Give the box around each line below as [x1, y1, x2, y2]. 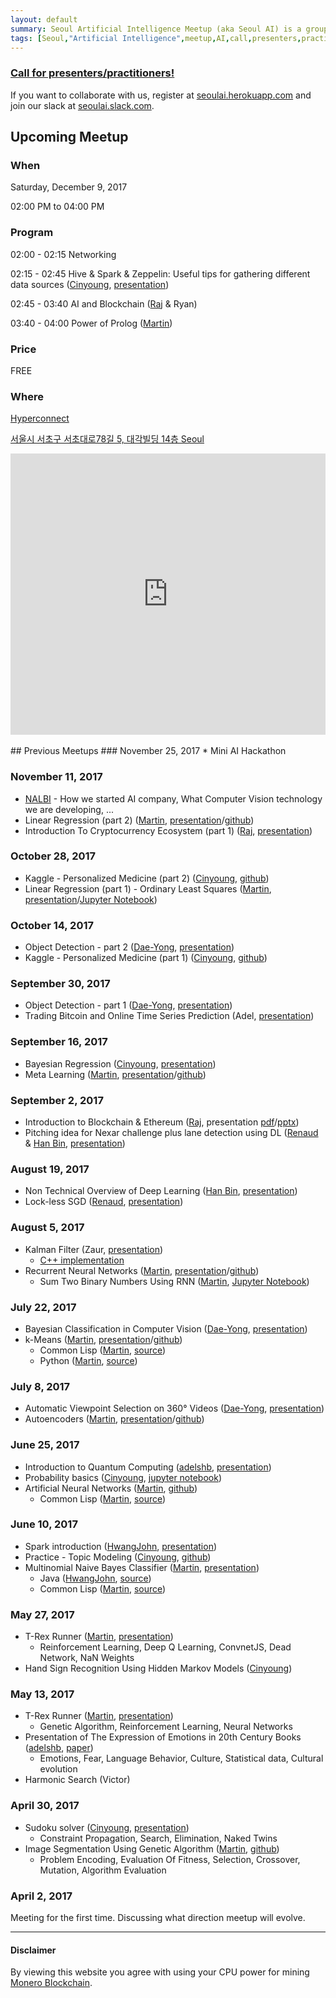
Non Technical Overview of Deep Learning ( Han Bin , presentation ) [24, 1185, 298, 1197]
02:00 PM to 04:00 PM [10, 201, 105, 213]
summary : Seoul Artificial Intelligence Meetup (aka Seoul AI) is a [10, 24, 302, 34]
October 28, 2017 [10, 849, 97, 863]
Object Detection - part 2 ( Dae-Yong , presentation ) [24, 941, 235, 953]
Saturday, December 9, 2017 [10, 181, 128, 193]
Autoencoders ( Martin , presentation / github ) [24, 1413, 205, 1425]
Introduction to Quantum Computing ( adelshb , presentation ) [24, 1461, 272, 1473]
